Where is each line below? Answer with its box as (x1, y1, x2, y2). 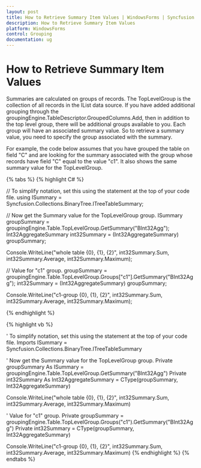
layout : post (6, 8, 39, 15)
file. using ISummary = (6, 193, 62, 201)
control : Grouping (6, 31, 52, 37)
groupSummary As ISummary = (6, 363, 84, 370)
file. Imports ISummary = (6, 338, 68, 346)
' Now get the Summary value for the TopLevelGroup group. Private (6, 356, 173, 364)
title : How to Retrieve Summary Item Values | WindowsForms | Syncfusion (6, 14, 195, 20)
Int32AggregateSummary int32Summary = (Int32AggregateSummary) (6, 230, 179, 238)
